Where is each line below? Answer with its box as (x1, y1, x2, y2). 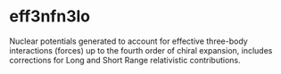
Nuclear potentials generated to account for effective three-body (9, 36, 248, 46)
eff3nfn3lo (9, 6, 91, 27)
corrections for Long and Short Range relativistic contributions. (9, 54, 241, 65)
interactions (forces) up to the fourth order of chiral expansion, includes (9, 45, 273, 55)
